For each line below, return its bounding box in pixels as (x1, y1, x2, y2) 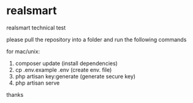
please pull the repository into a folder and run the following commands (6, 36, 187, 43)
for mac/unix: (6, 47, 40, 55)
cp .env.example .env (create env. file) (15, 66, 112, 74)
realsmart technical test (6, 24, 66, 31)
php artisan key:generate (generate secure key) (15, 72, 136, 80)
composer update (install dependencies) (15, 59, 118, 67)
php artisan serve (15, 79, 60, 86)
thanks (6, 91, 24, 98)
